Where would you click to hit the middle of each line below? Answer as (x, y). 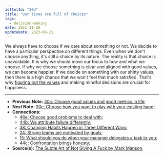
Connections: (26, 112)
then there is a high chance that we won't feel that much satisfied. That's (78, 77)
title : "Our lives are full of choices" (47, 14)
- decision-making (28, 23)
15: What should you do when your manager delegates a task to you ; (88, 138)
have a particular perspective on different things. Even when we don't (75, 51)
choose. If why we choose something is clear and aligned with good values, (81, 67)
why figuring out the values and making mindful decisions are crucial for (78, 82)
